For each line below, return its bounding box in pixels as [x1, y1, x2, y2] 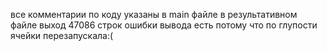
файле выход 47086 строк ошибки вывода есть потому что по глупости [10, 19, 318, 31]
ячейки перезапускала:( [10, 30, 114, 41]
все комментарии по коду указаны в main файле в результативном [10, 9, 298, 20]
